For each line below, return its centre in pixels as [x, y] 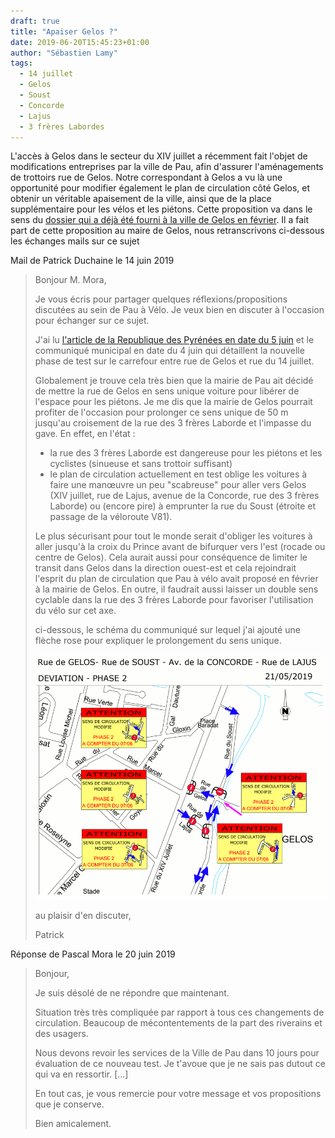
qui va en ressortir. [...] [81, 1074]
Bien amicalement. [73, 1123]
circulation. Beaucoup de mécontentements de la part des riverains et [178, 1022]
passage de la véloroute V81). [111, 517]
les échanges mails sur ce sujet [75, 241]
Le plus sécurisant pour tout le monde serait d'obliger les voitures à [173, 536]
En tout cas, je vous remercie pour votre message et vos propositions [178, 1093]
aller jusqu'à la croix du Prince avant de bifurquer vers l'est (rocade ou [180, 547]
